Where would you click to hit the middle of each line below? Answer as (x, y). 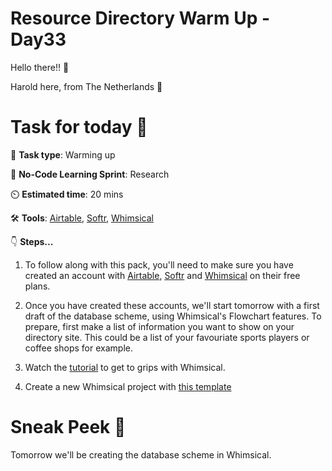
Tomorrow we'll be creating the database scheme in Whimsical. (141, 454)
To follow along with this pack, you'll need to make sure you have (159, 264)
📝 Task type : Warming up (63, 154)
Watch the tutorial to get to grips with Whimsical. (125, 367)
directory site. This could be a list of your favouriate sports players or (167, 337)
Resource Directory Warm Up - (140, 18)
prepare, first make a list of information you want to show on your (159, 326)
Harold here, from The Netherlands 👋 (86, 86)
